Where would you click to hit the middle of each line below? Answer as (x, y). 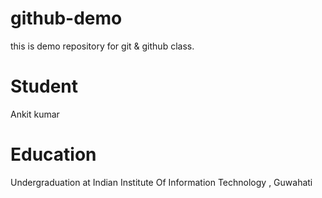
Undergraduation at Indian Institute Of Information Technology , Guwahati (161, 182)
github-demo (66, 18)
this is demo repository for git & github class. (102, 46)
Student (44, 86)
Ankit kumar (35, 114)
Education (53, 154)
